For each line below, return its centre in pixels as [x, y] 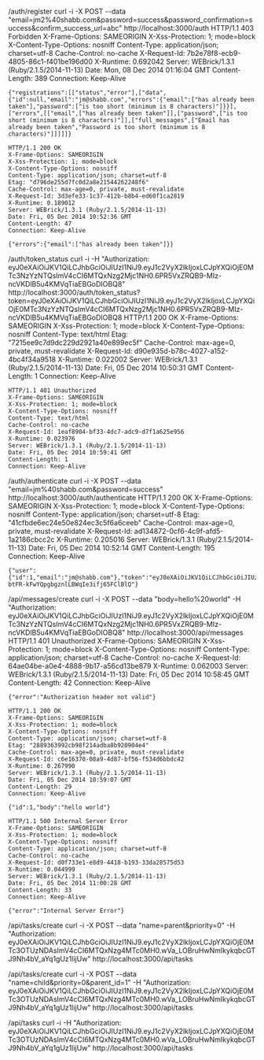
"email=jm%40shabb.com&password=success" [86, 489]
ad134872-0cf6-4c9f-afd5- [179, 531]
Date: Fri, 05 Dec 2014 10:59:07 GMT [70, 780]
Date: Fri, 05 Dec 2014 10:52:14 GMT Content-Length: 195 [122, 548]
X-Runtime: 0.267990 [42, 766]
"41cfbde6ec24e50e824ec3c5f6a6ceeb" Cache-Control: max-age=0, [121, 523]
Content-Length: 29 [40, 787]
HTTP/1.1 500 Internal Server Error [68, 821]
